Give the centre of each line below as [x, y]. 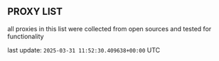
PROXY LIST [35, 12]
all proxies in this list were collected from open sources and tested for [109, 28]
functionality [26, 36]
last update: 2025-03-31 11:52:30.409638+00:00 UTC [84, 50]
